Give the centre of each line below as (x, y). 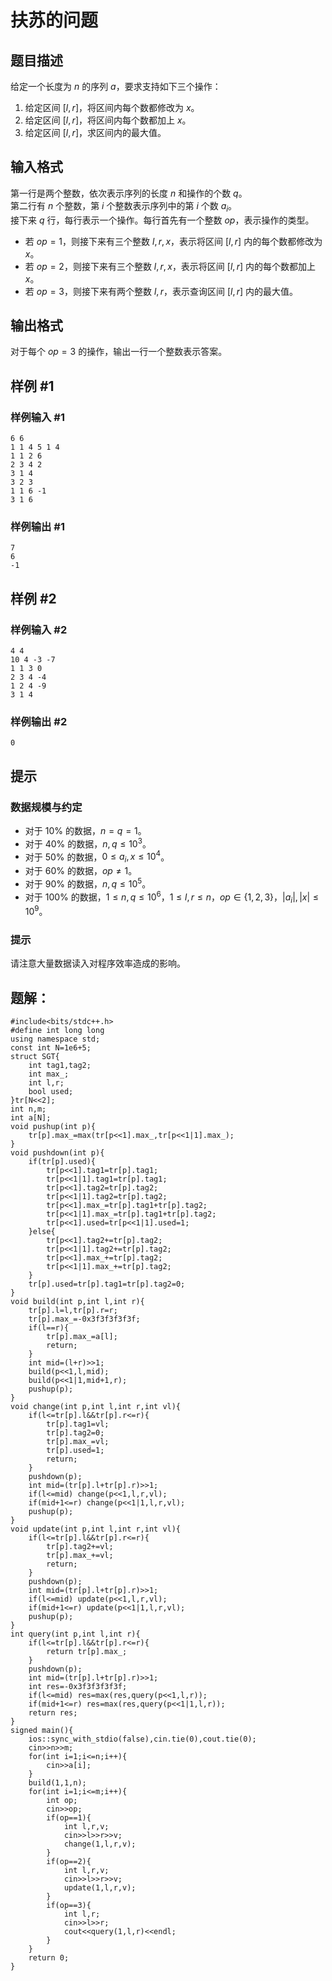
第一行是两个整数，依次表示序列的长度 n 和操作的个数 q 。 (129, 193)
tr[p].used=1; (75, 1451)
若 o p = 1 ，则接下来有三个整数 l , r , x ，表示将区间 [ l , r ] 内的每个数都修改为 (173, 241)
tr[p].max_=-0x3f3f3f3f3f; (84, 1319)
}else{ (42, 1232)
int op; (62, 1801)
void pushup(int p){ (53, 1127)
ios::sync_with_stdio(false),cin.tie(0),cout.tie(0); (142, 1739)
